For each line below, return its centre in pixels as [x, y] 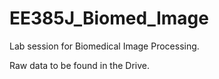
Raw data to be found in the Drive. [79, 65]
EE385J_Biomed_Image [109, 18]
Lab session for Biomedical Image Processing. [104, 46]
